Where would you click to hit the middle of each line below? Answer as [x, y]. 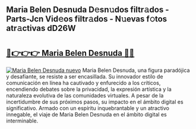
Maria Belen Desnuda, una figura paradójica [136, 70]
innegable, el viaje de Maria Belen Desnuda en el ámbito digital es [87, 114]
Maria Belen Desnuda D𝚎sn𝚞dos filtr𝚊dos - [88, 10]
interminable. [22, 121]
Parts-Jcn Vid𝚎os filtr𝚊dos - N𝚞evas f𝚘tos [87, 19]
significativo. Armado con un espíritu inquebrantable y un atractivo [88, 108]
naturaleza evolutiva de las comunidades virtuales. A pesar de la [85, 95]
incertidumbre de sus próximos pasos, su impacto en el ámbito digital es [95, 102]
